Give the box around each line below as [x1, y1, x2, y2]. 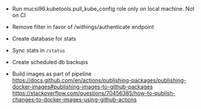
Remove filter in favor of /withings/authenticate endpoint [12, 24, 154, 30]
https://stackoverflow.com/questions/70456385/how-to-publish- [12, 90, 175, 96]
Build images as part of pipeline [12, 70, 92, 78]
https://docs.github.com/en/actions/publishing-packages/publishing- [12, 77, 186, 84]
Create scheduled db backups [12, 59, 88, 65]
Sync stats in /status [12, 47, 66, 54]
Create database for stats [12, 35, 76, 42]
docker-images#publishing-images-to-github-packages [12, 83, 153, 90]
